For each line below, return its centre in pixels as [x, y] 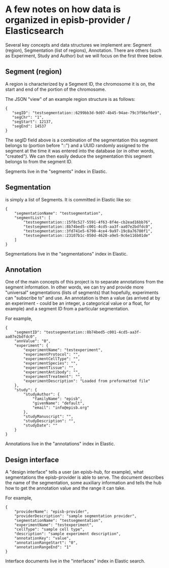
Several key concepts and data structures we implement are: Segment [78, 45]
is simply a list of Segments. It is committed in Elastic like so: [68, 199]
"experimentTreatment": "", [53, 377]
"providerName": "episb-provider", [52, 512]
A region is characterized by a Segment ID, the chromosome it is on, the [80, 84]
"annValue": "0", [33, 341]
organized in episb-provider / [68, 20]
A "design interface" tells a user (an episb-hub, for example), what [74, 472]
